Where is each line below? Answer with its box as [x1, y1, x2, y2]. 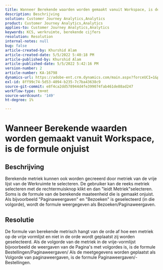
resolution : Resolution [5, 35, 53, 39]
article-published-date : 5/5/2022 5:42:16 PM [5, 61, 98, 66]
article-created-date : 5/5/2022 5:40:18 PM [5, 52, 95, 57]
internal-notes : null [5, 39, 49, 44]
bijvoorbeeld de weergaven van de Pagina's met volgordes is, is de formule [5, 244, 156, 250]
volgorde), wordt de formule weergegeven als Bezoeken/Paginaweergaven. [5, 201, 156, 207]
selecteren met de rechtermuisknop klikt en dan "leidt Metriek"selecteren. [5, 186, 153, 192]
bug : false [5, 43, 27, 48]
